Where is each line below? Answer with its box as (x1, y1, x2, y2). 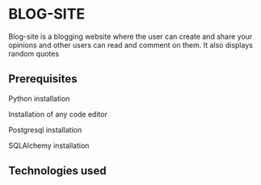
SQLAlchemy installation (8, 141, 90, 150)
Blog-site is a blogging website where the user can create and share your (8, 32, 253, 41)
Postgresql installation (8, 124, 82, 134)
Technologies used (8, 164, 107, 178)
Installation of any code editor (8, 109, 107, 119)
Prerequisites (8, 72, 78, 86)
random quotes (8, 48, 59, 58)
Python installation (8, 94, 70, 103)
